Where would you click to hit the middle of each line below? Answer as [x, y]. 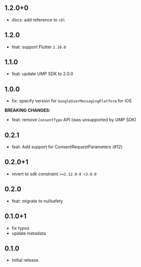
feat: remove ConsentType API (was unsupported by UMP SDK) [74, 120]
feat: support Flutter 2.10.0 [39, 47]
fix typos [20, 228]
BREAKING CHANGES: [27, 110]
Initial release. [26, 260]
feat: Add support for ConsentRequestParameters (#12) [67, 147]
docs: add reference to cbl [38, 19]
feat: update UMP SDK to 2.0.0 [42, 74]
